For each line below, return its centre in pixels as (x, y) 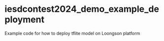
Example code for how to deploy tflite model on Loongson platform (72, 33)
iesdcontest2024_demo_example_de (82, 9)
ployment (25, 20)
